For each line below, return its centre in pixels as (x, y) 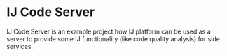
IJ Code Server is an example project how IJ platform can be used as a (109, 31)
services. (20, 46)
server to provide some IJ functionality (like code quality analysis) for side (113, 38)
